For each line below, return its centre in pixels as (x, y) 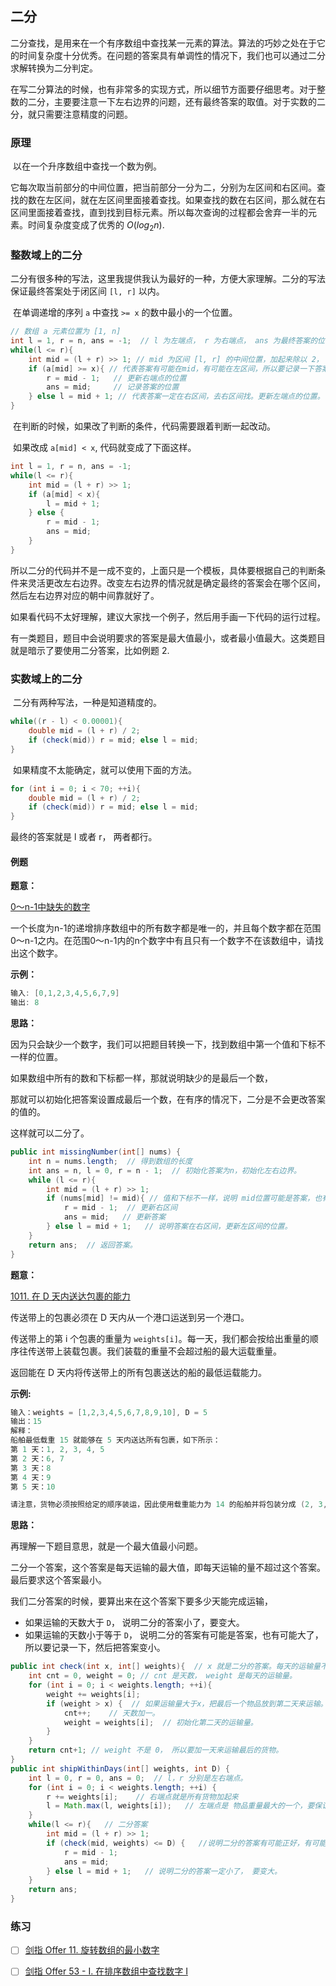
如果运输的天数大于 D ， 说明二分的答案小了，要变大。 (134, 1623)
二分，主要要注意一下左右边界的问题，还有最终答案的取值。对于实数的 (172, 101)
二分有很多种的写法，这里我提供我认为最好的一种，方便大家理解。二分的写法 (168, 279)
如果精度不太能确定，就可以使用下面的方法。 (104, 769)
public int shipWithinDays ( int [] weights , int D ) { (120, 1768)
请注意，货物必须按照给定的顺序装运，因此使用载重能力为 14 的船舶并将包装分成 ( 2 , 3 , (169, 1505)
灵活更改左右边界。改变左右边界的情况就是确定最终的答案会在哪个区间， (176, 583)
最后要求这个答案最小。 (58, 1580)
